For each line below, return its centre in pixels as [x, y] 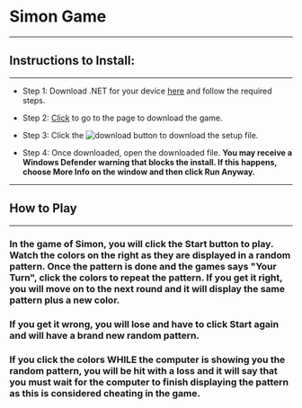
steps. [34, 100]
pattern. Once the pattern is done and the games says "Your [143, 267]
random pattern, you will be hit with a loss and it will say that [144, 371]
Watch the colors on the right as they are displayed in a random [150, 255]
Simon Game [58, 17]
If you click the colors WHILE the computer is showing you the [147, 359]
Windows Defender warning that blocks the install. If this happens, [150, 162]
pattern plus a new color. [65, 300]
